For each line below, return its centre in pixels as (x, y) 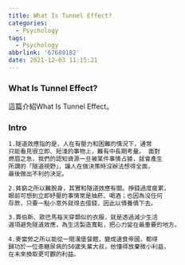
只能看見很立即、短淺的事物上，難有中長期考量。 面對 (85, 152)
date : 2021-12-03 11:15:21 (53, 61)
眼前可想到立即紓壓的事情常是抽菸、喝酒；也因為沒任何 (86, 196)
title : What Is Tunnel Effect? (60, 16)
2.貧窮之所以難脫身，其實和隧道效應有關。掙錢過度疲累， (89, 188)
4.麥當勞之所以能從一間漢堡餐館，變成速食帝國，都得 (83, 239)
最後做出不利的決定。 (38, 174)
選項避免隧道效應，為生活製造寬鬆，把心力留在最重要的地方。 (94, 225)
